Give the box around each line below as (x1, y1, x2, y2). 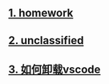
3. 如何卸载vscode (8, 63, 101, 77)
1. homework (8, 6, 74, 20)
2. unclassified (8, 34, 84, 47)
